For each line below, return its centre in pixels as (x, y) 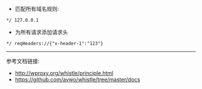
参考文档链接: (23, 61)
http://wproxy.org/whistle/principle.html (64, 73)
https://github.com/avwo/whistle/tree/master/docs (77, 79)
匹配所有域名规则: (37, 9)
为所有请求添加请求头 (41, 32)
